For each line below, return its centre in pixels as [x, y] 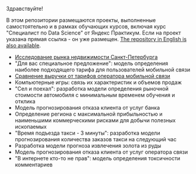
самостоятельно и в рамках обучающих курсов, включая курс [86, 27]
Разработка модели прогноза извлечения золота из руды [88, 146]
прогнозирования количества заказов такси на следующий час [96, 139]
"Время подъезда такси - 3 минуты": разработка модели [87, 133]
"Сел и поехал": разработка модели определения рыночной [92, 88]
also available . [24, 45]
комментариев [34, 164]
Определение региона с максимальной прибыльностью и [88, 114]
